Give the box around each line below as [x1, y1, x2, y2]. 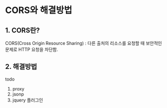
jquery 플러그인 [12, 97, 43, 103]
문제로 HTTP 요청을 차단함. [5, 46, 58, 52]
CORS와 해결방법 [5, 4, 72, 16]
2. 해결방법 [5, 62, 37, 71]
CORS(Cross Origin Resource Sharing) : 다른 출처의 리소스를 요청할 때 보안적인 [5, 40, 162, 46]
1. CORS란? [5, 26, 40, 34]
